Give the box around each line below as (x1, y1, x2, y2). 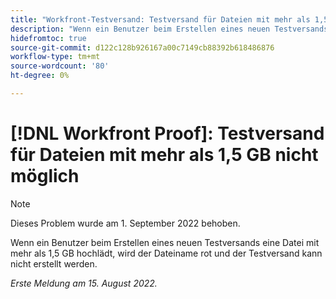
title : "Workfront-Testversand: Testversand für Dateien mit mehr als (10, 14, 311, 25)
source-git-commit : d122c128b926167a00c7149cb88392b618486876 (10, 42, 275, 53)
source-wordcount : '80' (10, 61, 110, 71)
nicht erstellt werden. (10, 257, 98, 270)
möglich (10, 165, 80, 188)
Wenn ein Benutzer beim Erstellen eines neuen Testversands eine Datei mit (10, 236, 320, 248)
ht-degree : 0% (10, 71, 70, 81)
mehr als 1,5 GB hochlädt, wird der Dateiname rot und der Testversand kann (10, 247, 323, 259)
